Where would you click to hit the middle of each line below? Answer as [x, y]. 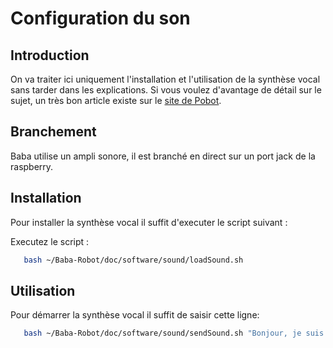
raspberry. [32, 166]
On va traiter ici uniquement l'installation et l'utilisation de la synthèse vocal [165, 79]
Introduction [50, 55]
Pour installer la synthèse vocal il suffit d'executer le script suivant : [149, 222]
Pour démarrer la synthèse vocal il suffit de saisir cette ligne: [135, 315]
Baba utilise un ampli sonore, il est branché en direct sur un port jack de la [163, 156]
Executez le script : [50, 241]
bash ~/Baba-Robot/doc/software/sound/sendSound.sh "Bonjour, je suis [174, 333]
